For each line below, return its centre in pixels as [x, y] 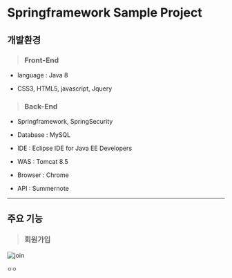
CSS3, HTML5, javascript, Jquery [65, 89]
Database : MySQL [44, 135]
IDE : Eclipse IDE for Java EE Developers [75, 148]
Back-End [41, 106]
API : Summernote [43, 189]
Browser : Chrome [43, 175]
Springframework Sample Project [105, 13]
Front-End [41, 60]
